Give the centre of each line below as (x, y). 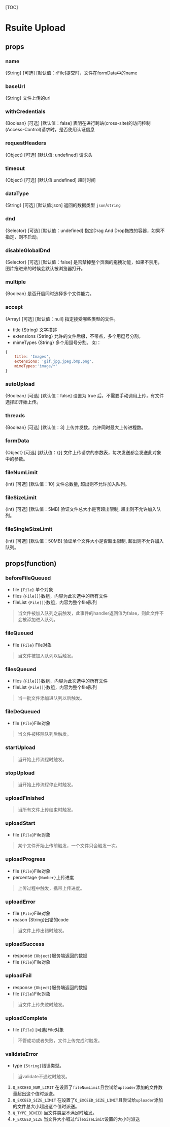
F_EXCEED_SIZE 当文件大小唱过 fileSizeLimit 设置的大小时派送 (76, 1119)
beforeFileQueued (28, 578)
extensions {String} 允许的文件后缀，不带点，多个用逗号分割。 (78, 336)
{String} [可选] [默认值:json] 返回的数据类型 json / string (63, 205)
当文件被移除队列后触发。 (44, 734)
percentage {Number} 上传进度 (43, 877)
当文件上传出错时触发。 (42, 931)
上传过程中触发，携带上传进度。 (51, 888)
